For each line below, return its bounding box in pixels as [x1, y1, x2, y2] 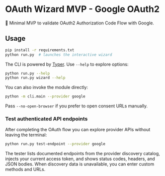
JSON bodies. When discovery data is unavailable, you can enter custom [5, 161, 155, 167]
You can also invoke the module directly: [5, 85, 88, 90]
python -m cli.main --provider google [5, 94, 85, 99]
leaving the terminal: [5, 132, 47, 138]
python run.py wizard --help [5, 76, 66, 81]
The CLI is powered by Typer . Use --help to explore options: [5, 61, 129, 67]
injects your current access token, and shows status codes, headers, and [5, 156, 155, 162]
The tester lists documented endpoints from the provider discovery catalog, [5, 151, 160, 157]
